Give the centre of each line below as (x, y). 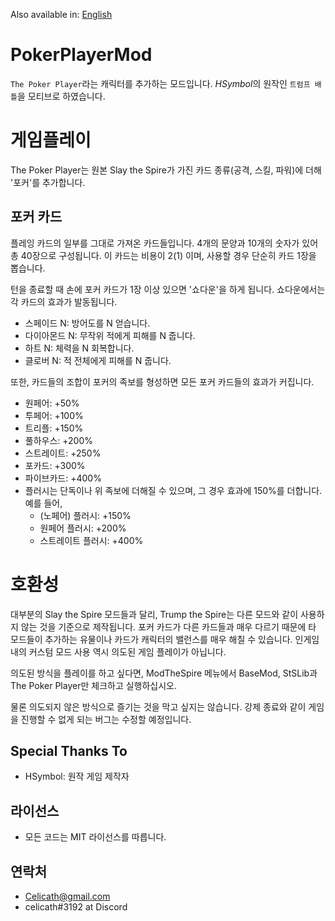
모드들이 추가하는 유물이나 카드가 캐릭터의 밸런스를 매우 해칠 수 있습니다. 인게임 (165, 639)
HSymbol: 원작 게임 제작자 (77, 776)
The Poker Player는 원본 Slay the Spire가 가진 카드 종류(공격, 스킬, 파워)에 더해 (166, 170)
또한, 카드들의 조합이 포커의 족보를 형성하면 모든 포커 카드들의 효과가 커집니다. (162, 381)
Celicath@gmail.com (67, 896)
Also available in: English (61, 14)
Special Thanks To (69, 751)
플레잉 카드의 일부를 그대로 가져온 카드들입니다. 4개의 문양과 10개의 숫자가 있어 (164, 243)
